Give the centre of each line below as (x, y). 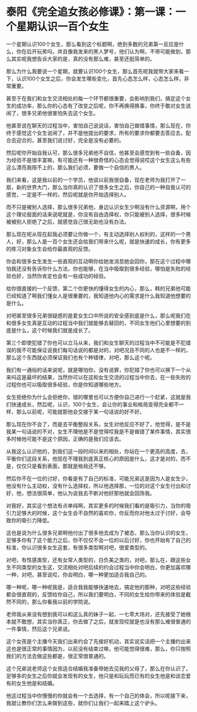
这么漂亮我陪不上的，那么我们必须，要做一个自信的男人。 (75, 167)
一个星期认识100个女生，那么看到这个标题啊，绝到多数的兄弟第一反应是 (93, 44)
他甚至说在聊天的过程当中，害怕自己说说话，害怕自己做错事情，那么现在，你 (98, 125)
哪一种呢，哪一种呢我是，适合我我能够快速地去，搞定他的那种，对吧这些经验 (98, 587)
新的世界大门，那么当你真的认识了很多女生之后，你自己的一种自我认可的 (103, 187)
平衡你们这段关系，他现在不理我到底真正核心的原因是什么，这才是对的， (93, 458)
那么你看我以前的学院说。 (62, 602)
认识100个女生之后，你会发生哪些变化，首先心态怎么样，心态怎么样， (100, 78)
